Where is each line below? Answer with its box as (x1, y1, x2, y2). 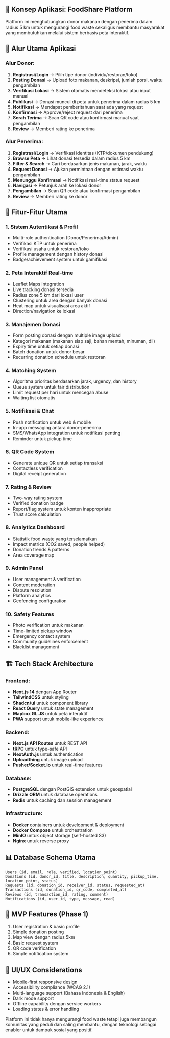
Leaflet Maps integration (12, 281, 65, 287)
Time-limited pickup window (12, 627, 73, 634)
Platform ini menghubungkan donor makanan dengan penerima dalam (5, 18, 153, 25)
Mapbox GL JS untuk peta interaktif (12, 710, 88, 716)
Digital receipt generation (12, 470, 66, 476)
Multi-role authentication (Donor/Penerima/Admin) (12, 235, 119, 241)
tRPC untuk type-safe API (12, 746, 67, 752)
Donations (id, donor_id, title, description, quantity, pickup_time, (5, 874, 159, 879)
